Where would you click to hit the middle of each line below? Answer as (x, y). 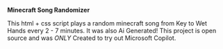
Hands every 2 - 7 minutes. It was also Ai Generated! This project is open (112, 31)
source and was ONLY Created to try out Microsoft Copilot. (92, 38)
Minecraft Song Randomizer (49, 10)
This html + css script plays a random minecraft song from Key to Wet (107, 23)
